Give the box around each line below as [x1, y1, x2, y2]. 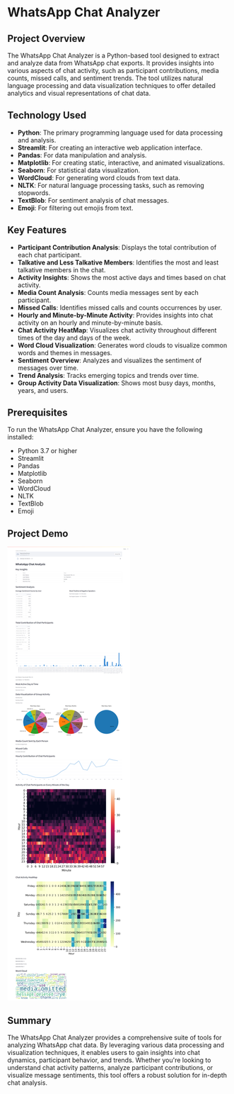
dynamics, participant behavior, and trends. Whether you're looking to [7, 1056, 211, 1064]
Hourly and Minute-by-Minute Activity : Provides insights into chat [17, 311, 213, 319]
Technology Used [7, 109, 87, 121]
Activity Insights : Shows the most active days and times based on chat [17, 273, 226, 281]
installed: [7, 433, 34, 442]
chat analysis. [7, 1078, 48, 1087]
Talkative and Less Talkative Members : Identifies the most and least [17, 258, 219, 267]
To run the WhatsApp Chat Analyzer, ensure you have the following [7, 425, 203, 434]
